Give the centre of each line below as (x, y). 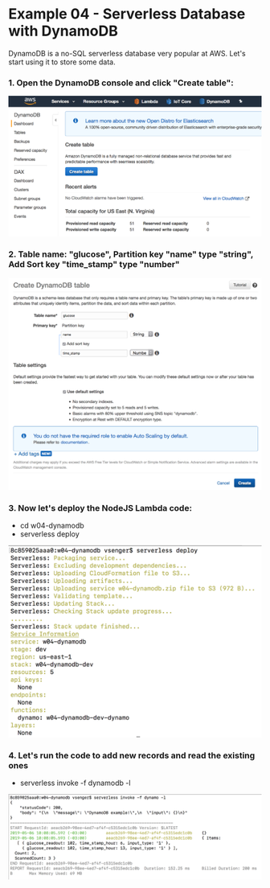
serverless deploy (50, 534)
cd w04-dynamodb (52, 525)
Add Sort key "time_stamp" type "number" (94, 265)
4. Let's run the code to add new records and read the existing (132, 755)
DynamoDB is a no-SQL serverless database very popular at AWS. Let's (127, 53)
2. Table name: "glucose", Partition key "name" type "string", (131, 254)
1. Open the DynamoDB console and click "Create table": (121, 83)
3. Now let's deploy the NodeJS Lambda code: (100, 508)
